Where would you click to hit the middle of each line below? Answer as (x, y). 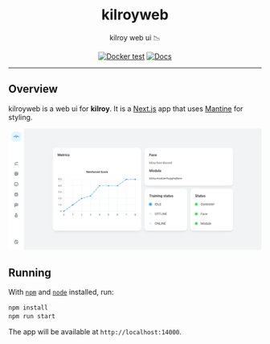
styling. (20, 117)
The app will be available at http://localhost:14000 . (95, 331)
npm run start (32, 317)
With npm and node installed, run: (61, 292)
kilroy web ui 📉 (135, 37)
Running (30, 273)
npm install (28, 308)
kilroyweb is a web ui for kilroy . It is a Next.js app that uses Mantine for (126, 108)
